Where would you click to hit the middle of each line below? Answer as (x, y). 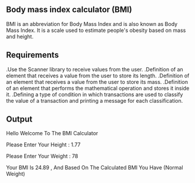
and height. (20, 36)
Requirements (32, 55)
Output (19, 120)
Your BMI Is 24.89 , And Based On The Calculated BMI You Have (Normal (95, 168)
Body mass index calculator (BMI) (69, 10)
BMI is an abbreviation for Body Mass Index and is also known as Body (92, 24)
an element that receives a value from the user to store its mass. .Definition (97, 81)
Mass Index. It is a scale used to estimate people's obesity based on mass (96, 30)
